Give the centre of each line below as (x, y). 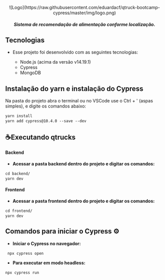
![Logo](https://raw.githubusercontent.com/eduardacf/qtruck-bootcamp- (85, 7)
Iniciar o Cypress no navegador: (47, 243)
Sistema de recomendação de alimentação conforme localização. (85, 24)
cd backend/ (18, 174)
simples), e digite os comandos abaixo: (46, 106)
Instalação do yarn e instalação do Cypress (74, 89)
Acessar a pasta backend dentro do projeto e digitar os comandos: (84, 163)
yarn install (19, 116)
